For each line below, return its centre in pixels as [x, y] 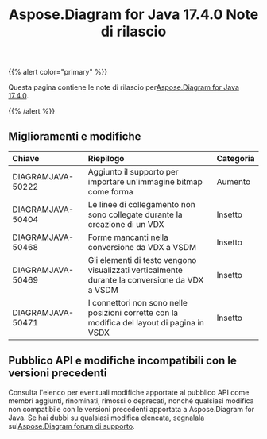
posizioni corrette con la [133, 313]
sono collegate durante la [135, 214]
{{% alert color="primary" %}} [58, 72]
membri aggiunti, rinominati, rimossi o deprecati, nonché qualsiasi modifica [131, 400]
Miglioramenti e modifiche [75, 136]
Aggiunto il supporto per [133, 172]
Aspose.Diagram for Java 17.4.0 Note [133, 15]
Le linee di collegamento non [142, 204]
